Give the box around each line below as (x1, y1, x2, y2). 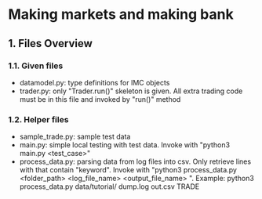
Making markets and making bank (8, 5, 234, 24)
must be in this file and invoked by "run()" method (19, 94, 181, 103)
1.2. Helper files (8, 114, 69, 125)
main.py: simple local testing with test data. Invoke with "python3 (19, 140, 230, 150)
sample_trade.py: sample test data (19, 132, 131, 142)
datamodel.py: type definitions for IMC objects (19, 78, 170, 87)
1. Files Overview (8, 37, 93, 50)
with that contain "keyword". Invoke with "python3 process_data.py (19, 165, 238, 175)
